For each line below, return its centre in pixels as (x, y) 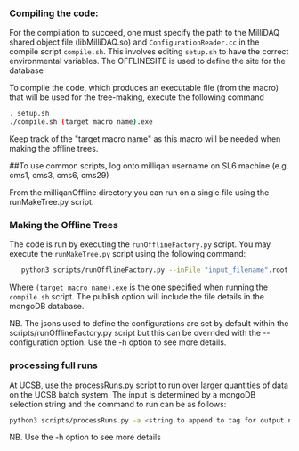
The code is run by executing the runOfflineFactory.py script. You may (140, 244)
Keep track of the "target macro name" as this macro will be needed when (145, 139)
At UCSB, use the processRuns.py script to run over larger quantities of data (149, 385)
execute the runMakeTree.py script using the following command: (128, 254)
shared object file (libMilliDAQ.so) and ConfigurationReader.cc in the (134, 42)
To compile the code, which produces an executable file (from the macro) (144, 88)
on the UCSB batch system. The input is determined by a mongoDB (133, 394)
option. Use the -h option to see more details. (143, 342)
